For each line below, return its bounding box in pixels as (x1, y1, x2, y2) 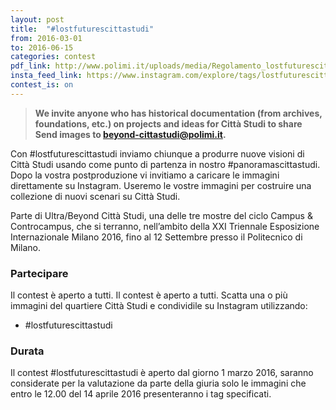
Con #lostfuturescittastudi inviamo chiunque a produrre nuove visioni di (10, 147, 305, 160)
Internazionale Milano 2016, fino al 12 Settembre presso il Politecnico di (10, 231, 303, 243)
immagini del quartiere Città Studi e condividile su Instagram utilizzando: (10, 300, 308, 312)
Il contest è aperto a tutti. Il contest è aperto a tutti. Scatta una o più (10, 289, 288, 301)
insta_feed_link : (10, 71, 83, 81)
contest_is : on (10, 80, 74, 90)
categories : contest (10, 52, 97, 62)
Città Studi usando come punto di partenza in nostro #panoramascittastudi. (10, 158, 321, 170)
